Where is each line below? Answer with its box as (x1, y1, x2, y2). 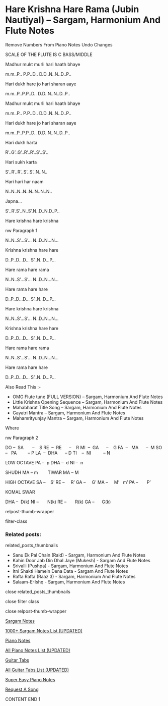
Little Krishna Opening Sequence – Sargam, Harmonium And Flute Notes (12, 399, 163, 405)
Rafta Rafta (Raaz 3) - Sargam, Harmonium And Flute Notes (12, 574, 136, 580)
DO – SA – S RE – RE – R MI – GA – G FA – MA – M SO (5, 444, 162, 450)
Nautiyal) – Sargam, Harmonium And (5, 14, 161, 26)
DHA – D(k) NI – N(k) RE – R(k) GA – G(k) (5, 499, 111, 505)
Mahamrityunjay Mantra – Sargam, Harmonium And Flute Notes (12, 415, 144, 421)
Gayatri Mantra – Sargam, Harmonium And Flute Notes (12, 410, 126, 416)
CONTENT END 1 (5, 696, 41, 702)
